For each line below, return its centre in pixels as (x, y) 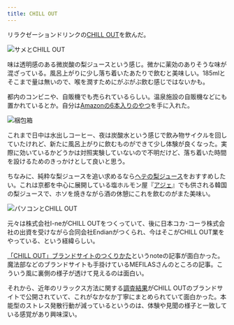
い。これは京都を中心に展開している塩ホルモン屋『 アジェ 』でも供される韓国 (117, 185)
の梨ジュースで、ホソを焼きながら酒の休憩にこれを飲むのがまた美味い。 (111, 194)
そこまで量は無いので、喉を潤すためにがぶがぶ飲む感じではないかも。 (108, 82)
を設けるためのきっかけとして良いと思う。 (68, 161)
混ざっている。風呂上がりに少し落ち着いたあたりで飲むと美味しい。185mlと (116, 73)
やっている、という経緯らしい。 (53, 240)
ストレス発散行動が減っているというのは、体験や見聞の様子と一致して (126, 305)
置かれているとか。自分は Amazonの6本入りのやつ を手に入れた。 (100, 105)
